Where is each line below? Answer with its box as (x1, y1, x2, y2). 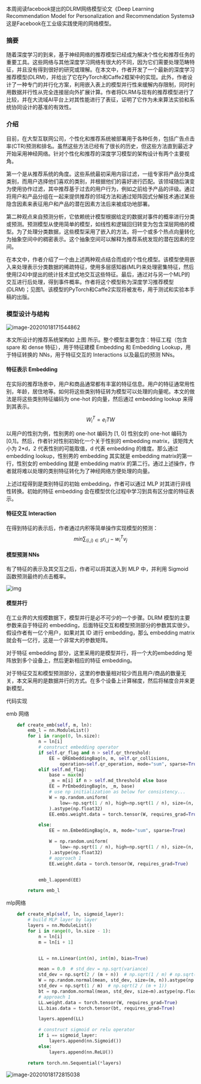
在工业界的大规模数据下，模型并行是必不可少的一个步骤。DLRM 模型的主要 (6, 614, 190, 621)
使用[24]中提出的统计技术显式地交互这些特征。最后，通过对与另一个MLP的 (6, 271, 190, 278)
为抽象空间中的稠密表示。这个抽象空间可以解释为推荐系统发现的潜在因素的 (6, 235, 190, 242)
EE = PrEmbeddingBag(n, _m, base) (48, 783, 135, 789)
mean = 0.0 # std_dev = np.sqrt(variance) (38, 966, 148, 972)
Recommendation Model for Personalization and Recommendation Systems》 (6, 13, 194, 19)
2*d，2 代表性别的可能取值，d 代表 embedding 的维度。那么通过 (17, 445, 178, 452)
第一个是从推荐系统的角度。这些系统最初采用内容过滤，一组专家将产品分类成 (6, 170, 195, 177)
